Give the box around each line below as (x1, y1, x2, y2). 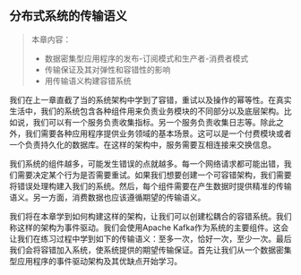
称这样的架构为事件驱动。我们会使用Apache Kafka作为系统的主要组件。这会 (9, 222, 289, 233)
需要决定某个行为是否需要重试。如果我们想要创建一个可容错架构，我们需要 (16, 169, 292, 180)
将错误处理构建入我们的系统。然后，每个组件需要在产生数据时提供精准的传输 (9, 180, 292, 191)
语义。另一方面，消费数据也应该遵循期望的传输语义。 (9, 192, 206, 202)
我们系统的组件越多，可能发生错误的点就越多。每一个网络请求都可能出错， (9, 158, 284, 168)
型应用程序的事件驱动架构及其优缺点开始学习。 (9, 255, 182, 266)
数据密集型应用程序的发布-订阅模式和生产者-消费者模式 (44, 53, 249, 64)
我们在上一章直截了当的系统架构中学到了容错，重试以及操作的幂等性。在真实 (9, 94, 292, 105)
